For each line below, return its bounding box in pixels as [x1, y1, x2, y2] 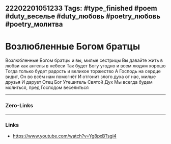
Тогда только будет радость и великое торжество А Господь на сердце [5, 68, 161, 75]
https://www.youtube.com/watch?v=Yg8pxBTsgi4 [12, 133, 117, 139]
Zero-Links [5, 102, 34, 109]
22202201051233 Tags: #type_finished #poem [5, 4, 157, 13]
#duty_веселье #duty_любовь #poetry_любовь [5, 12, 161, 21]
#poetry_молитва [5, 20, 63, 29]
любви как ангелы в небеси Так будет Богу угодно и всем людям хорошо [5, 63, 166, 69]
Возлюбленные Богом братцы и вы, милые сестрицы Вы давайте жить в [5, 57, 163, 63]
